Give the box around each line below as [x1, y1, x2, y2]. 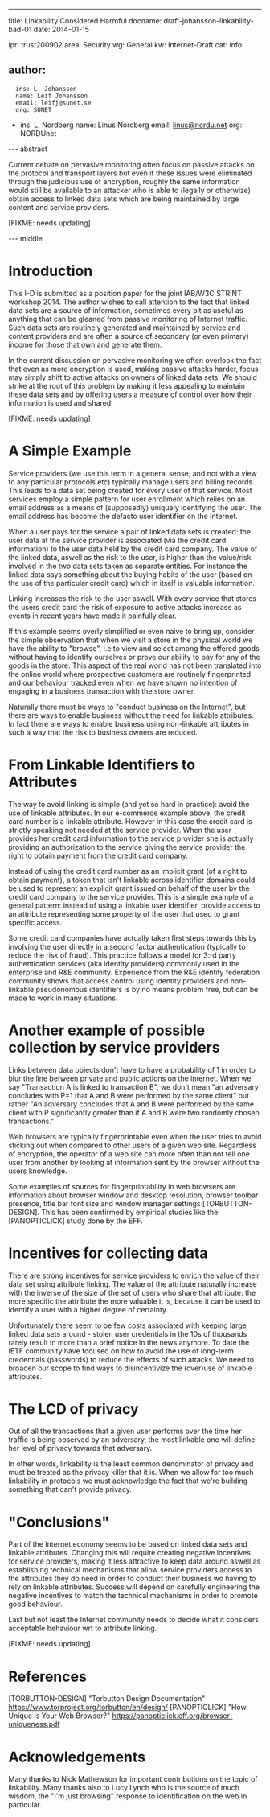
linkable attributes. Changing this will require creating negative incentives [8, 1548, 252, 1558]
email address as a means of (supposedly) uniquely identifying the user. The [8, 502, 262, 512]
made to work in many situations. [8, 993, 118, 1003]
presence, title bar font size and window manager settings [8, 1198, 201, 1208]
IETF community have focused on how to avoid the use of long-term [8, 1345, 235, 1356]
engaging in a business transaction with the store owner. [8, 686, 196, 696]
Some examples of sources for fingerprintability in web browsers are [8, 1181, 235, 1191]
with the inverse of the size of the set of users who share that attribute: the [8, 1288, 256, 1297]
